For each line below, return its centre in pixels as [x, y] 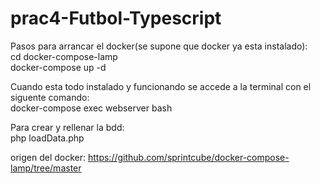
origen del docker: [48, 157]
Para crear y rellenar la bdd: [67, 127]
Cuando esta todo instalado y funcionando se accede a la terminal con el [161, 86]
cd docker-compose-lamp [64, 56]
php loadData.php [47, 138]
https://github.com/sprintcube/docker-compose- [188, 157]
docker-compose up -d [58, 67]
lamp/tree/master [46, 168]
